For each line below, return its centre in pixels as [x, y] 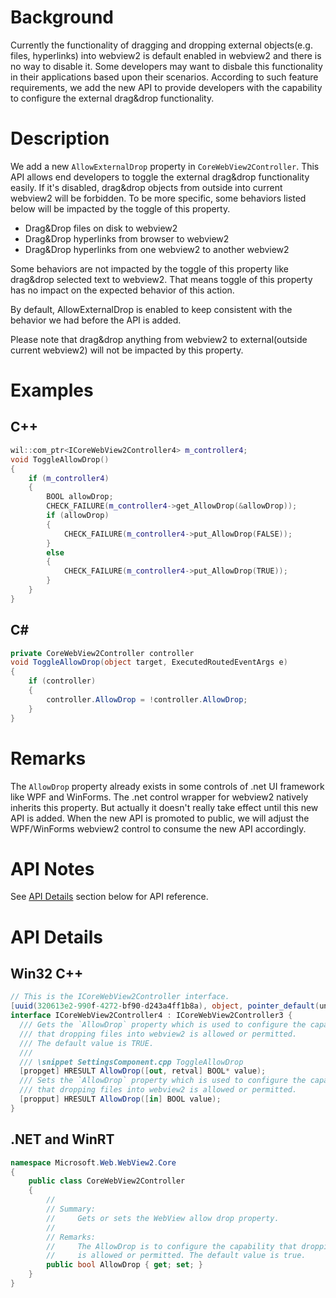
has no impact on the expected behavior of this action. [122, 290]
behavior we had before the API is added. [96, 320]
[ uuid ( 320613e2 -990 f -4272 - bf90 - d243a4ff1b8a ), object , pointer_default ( [165, 1006]
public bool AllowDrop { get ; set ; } [124, 1265]
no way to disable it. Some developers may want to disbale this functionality [166, 66]
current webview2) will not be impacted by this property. [127, 350]
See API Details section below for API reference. [109, 897]
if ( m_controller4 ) [69, 478]
